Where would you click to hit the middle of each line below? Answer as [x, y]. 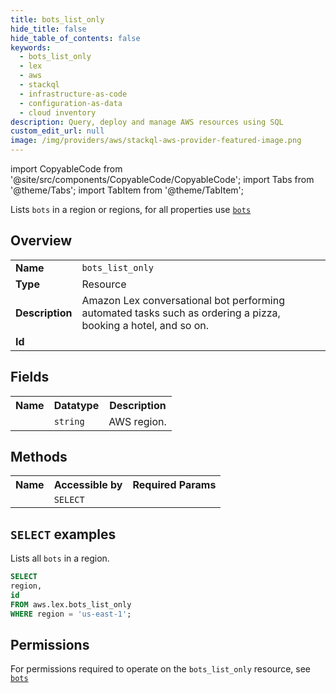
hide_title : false [48, 29]
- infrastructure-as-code [73, 94]
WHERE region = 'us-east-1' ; [71, 614]
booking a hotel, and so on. [145, 325]
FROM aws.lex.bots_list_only [71, 604]
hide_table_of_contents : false [75, 38]
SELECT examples [63, 534]
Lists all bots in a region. [60, 558]
